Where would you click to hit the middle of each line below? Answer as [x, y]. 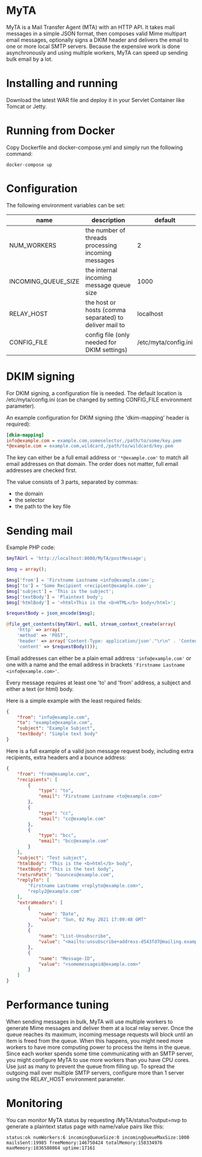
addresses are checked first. [41, 470]
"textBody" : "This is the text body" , [66, 869]
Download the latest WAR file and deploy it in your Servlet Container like [96, 100]
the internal [101, 270]
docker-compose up [29, 165]
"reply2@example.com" [55, 892]
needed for [101, 342]
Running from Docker [61, 131]
